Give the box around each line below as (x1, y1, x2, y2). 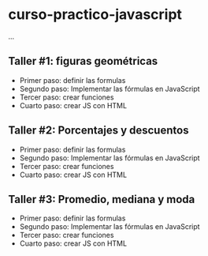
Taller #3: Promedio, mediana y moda (8, 192, 195, 206)
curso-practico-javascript (8, 6, 183, 24)
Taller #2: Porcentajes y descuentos (8, 124, 189, 137)
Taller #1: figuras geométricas (8, 55, 158, 68)
